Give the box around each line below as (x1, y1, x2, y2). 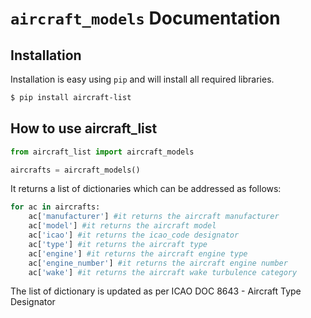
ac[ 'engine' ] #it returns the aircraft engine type (28, 248, 248, 259)
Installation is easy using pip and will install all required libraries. (10, 73, 275, 85)
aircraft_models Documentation (10, 7, 281, 30)
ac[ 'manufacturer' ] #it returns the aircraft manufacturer (28, 212, 280, 222)
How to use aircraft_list (10, 120, 158, 137)
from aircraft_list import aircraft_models (10, 147, 195, 157)
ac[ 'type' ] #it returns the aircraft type (28, 239, 208, 249)
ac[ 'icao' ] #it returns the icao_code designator (28, 230, 240, 241)
